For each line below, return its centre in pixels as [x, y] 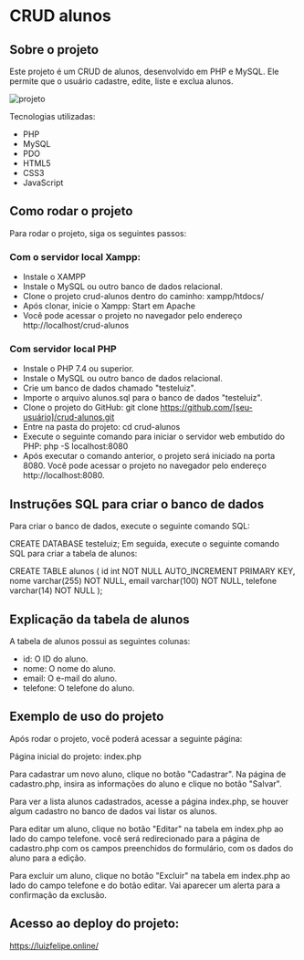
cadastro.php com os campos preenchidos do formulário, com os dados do [152, 848]
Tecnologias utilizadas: [52, 116]
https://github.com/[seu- [206, 408]
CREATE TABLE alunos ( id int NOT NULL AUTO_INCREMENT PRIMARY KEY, [152, 571]
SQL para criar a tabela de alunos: [73, 554]
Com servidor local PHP [63, 350]
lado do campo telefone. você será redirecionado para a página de [135, 838]
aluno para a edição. [48, 858]
